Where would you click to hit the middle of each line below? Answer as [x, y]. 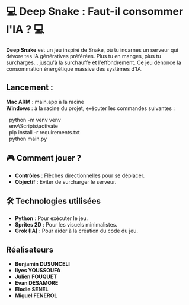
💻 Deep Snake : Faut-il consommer [95, 12]
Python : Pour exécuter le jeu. [51, 218]
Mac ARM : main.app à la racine [45, 102]
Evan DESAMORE [36, 283]
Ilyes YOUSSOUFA [38, 271]
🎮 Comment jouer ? [44, 158]
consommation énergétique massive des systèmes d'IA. [74, 68]
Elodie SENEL [31, 290]
